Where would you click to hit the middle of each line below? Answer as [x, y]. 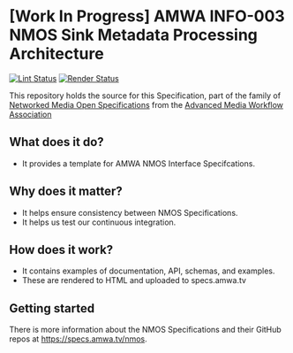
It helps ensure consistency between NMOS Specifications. [130, 212]
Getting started [52, 308]
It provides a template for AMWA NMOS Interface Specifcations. [139, 163]
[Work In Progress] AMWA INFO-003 [147, 16]
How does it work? [61, 249]
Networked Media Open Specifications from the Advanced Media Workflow [146, 104]
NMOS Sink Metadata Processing [134, 35]
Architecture [56, 54]
